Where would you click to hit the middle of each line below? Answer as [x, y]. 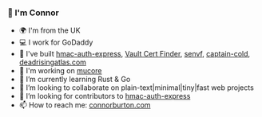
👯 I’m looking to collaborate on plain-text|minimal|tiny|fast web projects [137, 88]
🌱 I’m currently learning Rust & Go [75, 80]
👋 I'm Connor [33, 13]
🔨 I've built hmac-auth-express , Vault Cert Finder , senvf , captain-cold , [135, 54]
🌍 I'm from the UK [50, 30]
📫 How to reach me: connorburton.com [85, 105]
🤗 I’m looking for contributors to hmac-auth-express [105, 96]
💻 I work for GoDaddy [56, 42]
